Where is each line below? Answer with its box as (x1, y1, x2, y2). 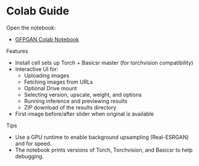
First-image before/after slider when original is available (14, 110, 154, 117)
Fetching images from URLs (24, 78, 93, 85)
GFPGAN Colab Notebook (14, 35, 80, 43)
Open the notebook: (6, 24, 56, 31)
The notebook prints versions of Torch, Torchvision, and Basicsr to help (14, 146, 193, 153)
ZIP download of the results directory (24, 103, 116, 111)
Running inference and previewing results (24, 97, 128, 105)
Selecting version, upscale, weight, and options (24, 91, 142, 98)
